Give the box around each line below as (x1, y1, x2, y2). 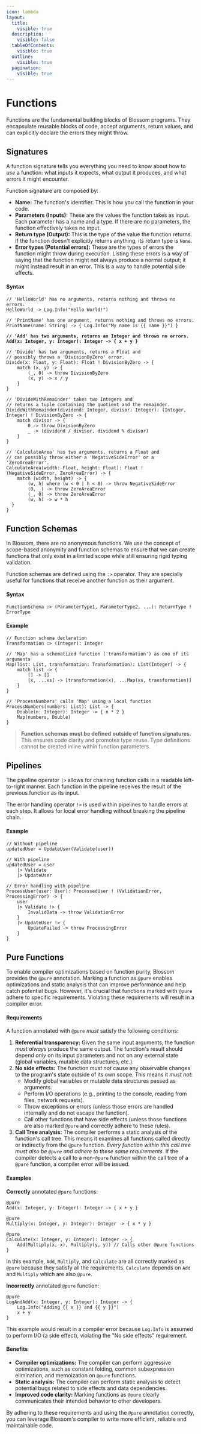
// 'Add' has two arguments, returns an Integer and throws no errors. (6, 333, 189, 339)
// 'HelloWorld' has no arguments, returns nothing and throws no (6, 296, 176, 302)
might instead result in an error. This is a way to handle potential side (14, 263, 185, 270)
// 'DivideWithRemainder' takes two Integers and (6, 396, 133, 402)
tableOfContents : (11, 43, 55, 49)
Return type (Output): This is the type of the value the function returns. (14, 231, 193, 238)
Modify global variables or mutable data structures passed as (23, 1077, 176, 1085)
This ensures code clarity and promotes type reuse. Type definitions (20, 736, 190, 744)
